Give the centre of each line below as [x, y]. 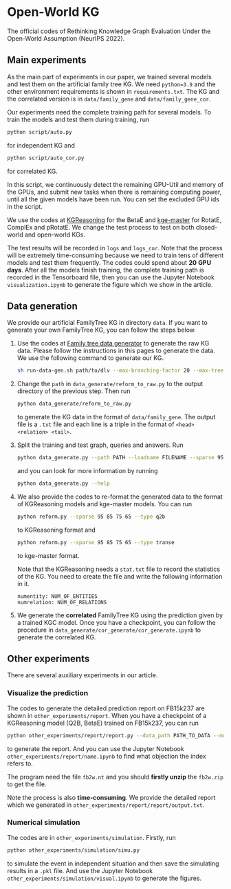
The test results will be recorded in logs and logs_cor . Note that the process [115, 248]
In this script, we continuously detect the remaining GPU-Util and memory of [115, 184]
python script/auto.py [40, 132]
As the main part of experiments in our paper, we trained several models [109, 77]
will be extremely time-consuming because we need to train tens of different [115, 255]
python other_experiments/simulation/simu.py [73, 850]
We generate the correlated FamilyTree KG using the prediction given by [120, 615]
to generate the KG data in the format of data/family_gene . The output [116, 417]
